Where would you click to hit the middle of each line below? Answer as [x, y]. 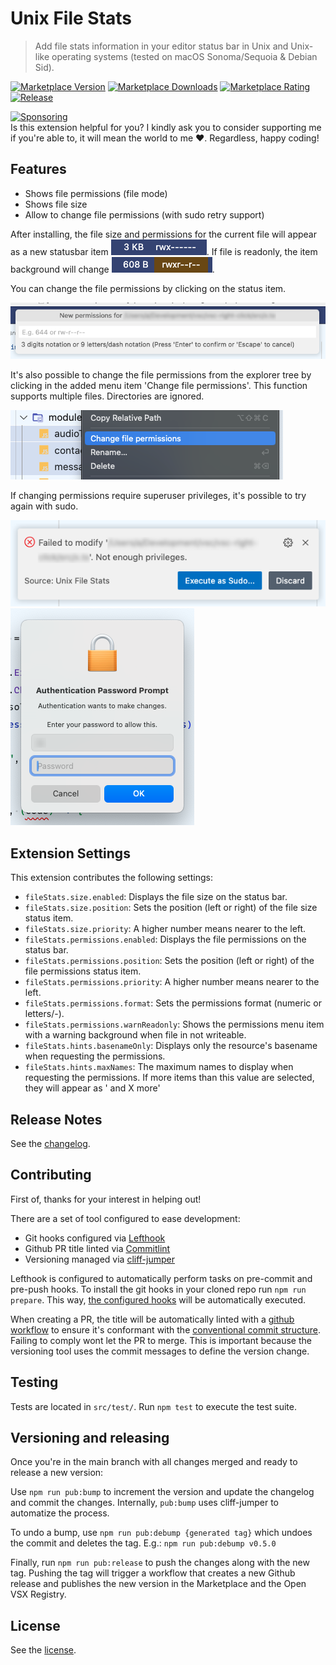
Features [38, 169]
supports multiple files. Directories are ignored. [107, 396]
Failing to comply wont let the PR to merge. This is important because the [161, 1340]
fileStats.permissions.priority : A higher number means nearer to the [172, 982]
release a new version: [57, 1473]
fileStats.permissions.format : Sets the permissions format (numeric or [173, 1003]
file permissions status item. [83, 971]
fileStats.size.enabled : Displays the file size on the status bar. [156, 897]
